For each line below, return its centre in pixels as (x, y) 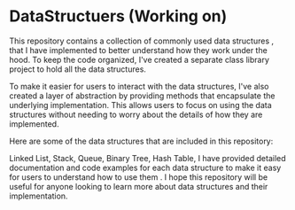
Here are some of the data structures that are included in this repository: (141, 141)
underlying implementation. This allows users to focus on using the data (140, 105)
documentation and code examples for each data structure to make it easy (145, 167)
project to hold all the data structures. (78, 69)
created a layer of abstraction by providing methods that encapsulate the (142, 96)
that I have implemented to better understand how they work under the (138, 50)
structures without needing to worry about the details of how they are (136, 114)
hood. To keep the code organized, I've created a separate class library (140, 59)
